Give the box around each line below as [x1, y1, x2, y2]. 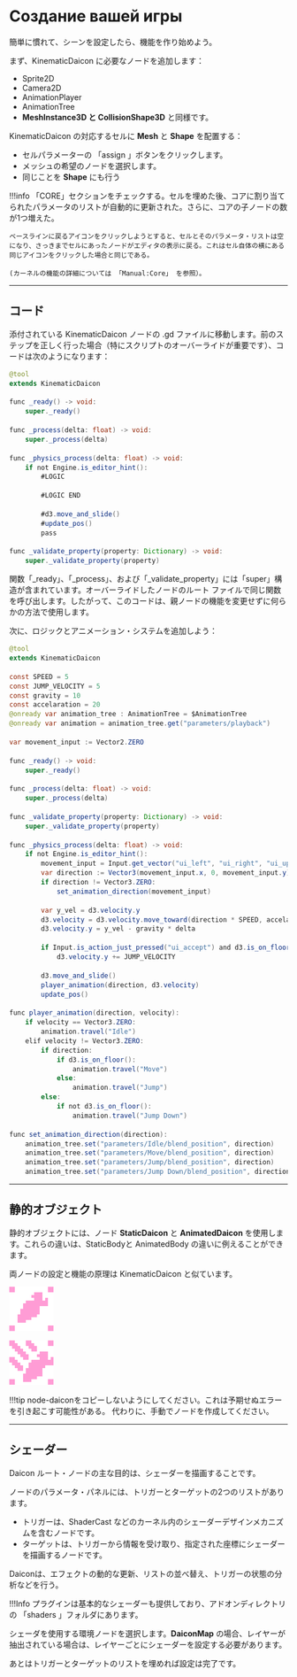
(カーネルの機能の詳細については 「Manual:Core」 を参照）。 [9, 268, 206, 278]
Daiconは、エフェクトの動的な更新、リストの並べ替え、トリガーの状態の [9, 1568, 276, 1579]
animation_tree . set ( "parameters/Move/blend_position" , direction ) [25, 1148, 275, 1157]
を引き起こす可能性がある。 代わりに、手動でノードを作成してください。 [9, 1405, 274, 1416]
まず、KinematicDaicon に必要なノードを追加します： [9, 55, 205, 66]
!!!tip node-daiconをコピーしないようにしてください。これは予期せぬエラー [9, 1395, 283, 1405]
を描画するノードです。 [21, 1549, 108, 1560]
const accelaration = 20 [9, 700, 101, 709]
